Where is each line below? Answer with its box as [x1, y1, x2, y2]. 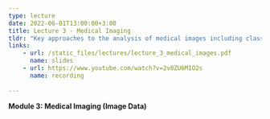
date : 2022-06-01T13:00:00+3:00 [8, 19, 117, 27]
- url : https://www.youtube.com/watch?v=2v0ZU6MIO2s [22, 64, 203, 72]
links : [8, 42, 31, 50]
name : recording [29, 72, 84, 80]
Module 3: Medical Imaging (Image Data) [8, 101, 147, 111]
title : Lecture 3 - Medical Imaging [8, 27, 131, 35]
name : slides [29, 57, 74, 65]
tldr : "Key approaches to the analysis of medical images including [8, 34, 243, 43]
